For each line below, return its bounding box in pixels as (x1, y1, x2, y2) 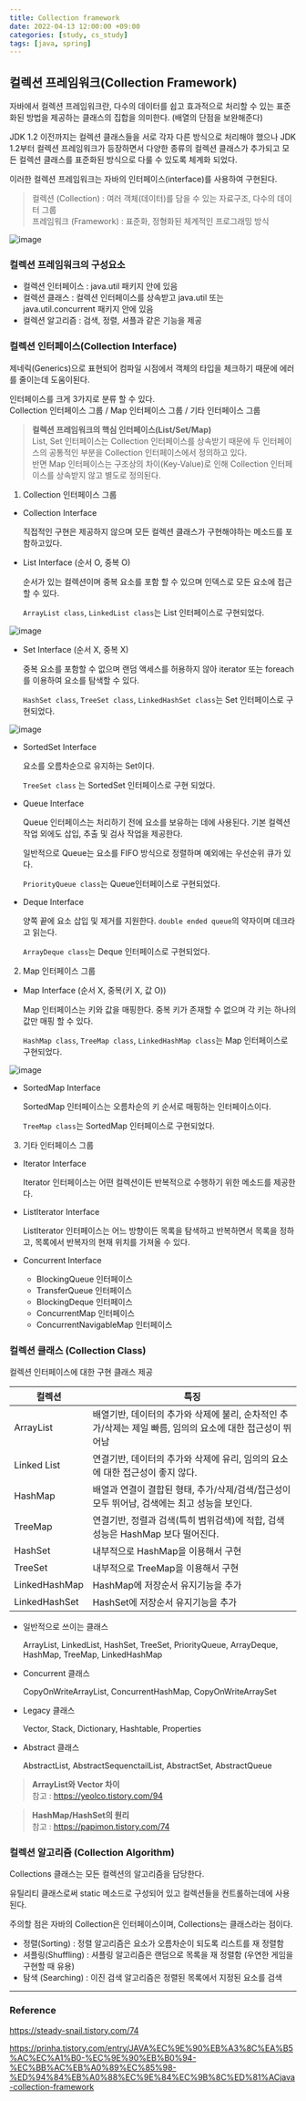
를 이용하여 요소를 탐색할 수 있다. (22, 675, 139, 685)
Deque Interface (22, 896, 85, 907)
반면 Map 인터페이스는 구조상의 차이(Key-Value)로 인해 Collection (31, 458, 269, 469)
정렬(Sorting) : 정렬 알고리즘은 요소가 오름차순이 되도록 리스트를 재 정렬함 (22, 1938, 284, 1949)
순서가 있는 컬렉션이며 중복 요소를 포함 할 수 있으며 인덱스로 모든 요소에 (22, 576, 276, 587)
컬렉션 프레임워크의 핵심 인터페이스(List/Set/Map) (31, 424, 212, 435)
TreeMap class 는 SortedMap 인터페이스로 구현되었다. (22, 1120, 216, 1131)
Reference (9, 2004, 56, 2017)
